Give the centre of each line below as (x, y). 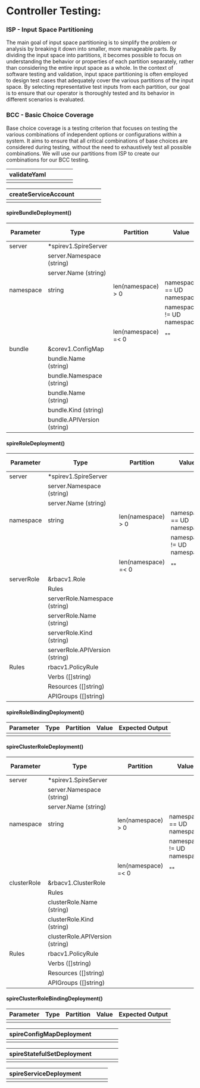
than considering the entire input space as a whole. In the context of (90, 68)
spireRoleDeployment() (36, 443)
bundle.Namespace (75, 376)
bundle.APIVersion (74, 420)
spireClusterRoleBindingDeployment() (54, 999)
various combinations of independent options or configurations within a (94, 134)
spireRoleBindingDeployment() (45, 712)
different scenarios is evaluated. (46, 100)
